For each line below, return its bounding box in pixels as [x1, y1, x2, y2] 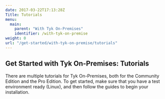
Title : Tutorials [5, 12, 42, 17]
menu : [5, 17, 17, 22]
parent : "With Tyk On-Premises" [14, 26, 83, 31]
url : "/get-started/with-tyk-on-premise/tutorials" [5, 41, 117, 46]
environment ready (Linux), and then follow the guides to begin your [5, 83, 149, 89]
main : [10, 21, 22, 27]
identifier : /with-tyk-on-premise [14, 31, 88, 36]
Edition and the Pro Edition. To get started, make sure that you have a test [5, 78, 160, 84]
